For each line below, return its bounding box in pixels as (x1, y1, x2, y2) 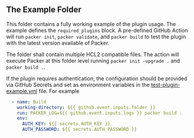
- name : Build (11, 99, 46, 105)
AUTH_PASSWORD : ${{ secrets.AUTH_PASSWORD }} (21, 127, 137, 133)
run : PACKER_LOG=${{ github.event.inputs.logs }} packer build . (17, 110, 183, 116)
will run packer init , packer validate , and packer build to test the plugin (6, 33, 186, 40)
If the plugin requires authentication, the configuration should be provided (6, 75, 187, 82)
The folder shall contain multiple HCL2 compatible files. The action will (6, 50, 180, 58)
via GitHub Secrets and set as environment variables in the (6, 81, 150, 88)
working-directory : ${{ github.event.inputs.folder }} (17, 104, 156, 110)
